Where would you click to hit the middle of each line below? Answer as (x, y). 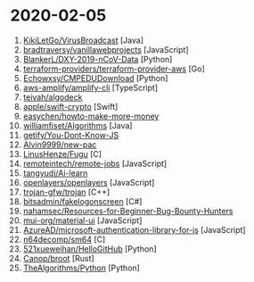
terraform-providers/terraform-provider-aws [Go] (114, 69)
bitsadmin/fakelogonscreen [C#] (82, 201)
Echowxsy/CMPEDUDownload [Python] (95, 78)
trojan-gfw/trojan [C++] (66, 192)
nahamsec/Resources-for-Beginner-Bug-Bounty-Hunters (128, 211)
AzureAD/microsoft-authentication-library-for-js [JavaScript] (134, 229)
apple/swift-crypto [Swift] (70, 106)
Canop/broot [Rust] (58, 258)
